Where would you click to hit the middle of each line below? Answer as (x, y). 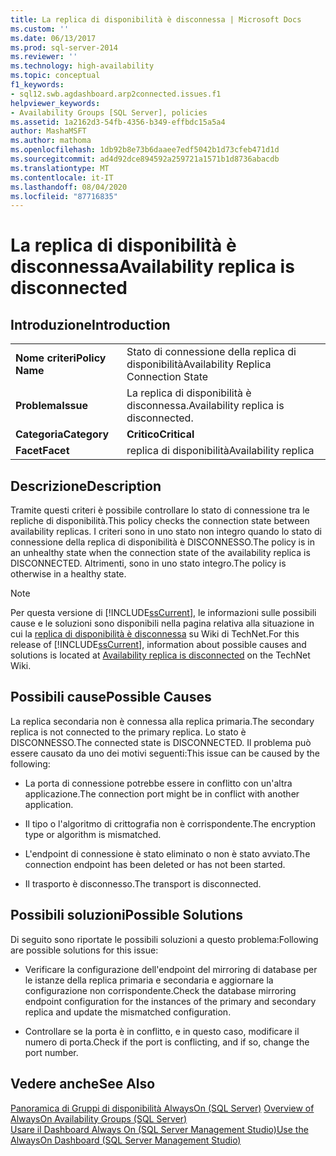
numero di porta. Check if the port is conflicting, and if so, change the (167, 1042)
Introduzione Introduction (90, 324)
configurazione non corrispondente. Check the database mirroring (160, 990)
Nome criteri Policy (61, 358)
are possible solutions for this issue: (84, 950)
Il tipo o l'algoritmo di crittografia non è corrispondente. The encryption (170, 823)
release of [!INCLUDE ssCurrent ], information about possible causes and (158, 645)
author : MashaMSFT (48, 131)
